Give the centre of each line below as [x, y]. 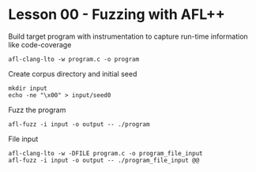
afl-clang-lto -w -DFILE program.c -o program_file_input [105, 153]
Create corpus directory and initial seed [73, 73]
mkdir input [28, 88]
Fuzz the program [37, 110]
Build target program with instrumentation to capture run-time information [128, 36]
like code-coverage [40, 44]
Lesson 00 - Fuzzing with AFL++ [117, 15]
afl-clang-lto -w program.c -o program [74, 59]
